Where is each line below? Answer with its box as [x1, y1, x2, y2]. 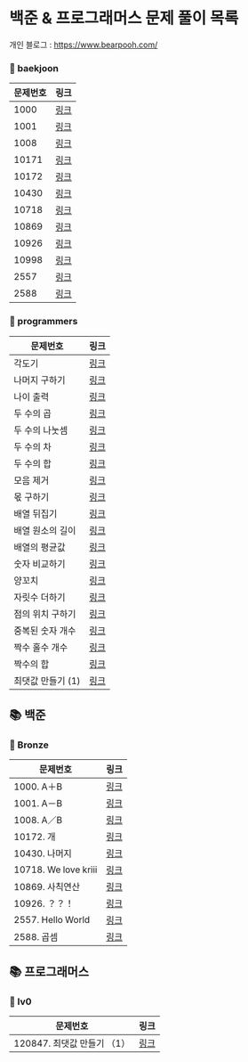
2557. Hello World [13, 914, 91, 927]
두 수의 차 [13, 440, 52, 453]
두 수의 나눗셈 [13, 424, 68, 437]
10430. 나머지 [13, 847, 73, 860]
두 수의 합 [13, 457, 52, 470]
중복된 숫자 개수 [13, 625, 76, 637]
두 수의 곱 [13, 407, 52, 420]
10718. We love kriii [13, 863, 98, 876]
